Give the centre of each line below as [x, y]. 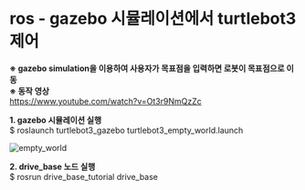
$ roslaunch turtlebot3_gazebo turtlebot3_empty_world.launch [126, 130]
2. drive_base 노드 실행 [53, 166]
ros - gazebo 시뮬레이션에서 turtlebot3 [153, 19]
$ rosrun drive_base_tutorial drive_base [84, 176]
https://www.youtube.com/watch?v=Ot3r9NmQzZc [106, 101]
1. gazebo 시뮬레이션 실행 [56, 120]
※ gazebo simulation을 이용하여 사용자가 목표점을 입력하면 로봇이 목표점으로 [147, 68]
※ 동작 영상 [30, 91]
